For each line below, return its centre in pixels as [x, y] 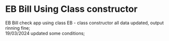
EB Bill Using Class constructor [71, 9]
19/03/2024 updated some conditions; [45, 33]
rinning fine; [18, 28]
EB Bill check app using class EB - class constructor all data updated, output [84, 23]
